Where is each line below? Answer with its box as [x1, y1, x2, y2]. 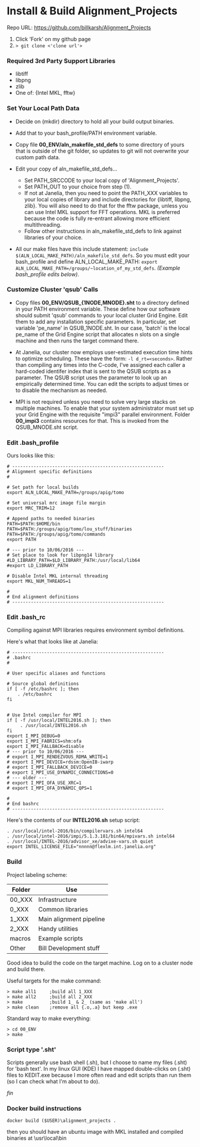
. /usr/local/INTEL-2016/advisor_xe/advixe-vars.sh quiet [7, 839, 154, 845]
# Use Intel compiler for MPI [7, 712, 82, 718]
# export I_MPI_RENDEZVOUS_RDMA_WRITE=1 [7, 754, 109, 760]
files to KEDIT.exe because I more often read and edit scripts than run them [7, 1072, 192, 1079]
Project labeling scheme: [7, 871, 68, 878]
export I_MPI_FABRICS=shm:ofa [7, 738, 82, 744]
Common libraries [38, 905, 88, 913]
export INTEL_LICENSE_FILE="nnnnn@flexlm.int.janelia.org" [7, 844, 157, 850]
